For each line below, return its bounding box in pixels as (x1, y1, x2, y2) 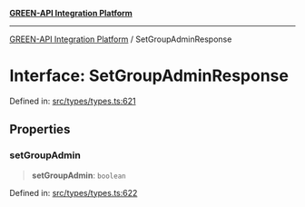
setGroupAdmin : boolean (31, 170, 126, 181)
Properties (9, 122, 71, 137)
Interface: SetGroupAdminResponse (9, 65, 289, 86)
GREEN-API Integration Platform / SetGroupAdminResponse (9, 34, 232, 44)
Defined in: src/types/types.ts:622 (9, 187, 138, 198)
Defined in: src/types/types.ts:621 (9, 95, 136, 106)
